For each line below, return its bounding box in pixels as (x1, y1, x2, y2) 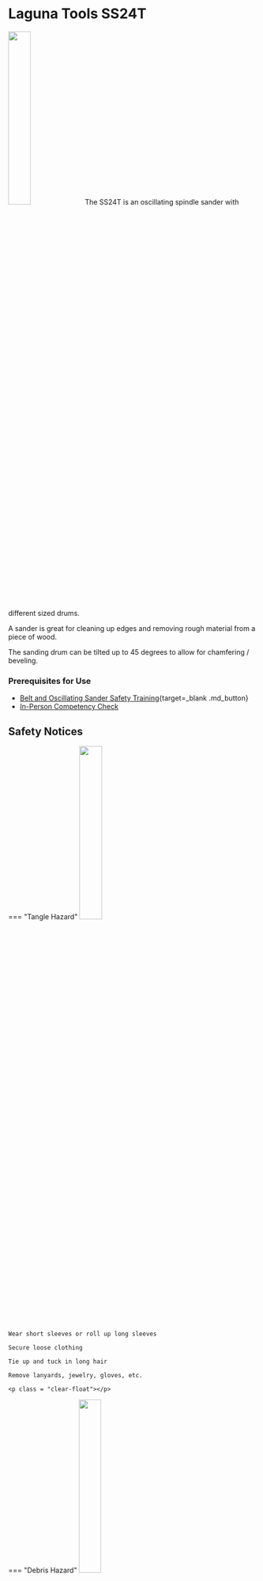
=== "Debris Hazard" (8, 1565, 77, 1575)
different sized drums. (8, 608, 81, 618)
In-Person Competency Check (19, 702, 118, 712)
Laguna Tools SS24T (8, 5, 147, 23)
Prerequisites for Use (8, 675, 92, 686)
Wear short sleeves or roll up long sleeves (8, 1330, 157, 1339)
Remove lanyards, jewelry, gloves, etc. (8, 1372, 144, 1380)
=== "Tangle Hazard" (8, 912, 78, 922)
